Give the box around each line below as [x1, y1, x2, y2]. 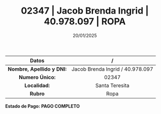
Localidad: [24, 82, 50, 89]
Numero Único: [19, 74, 56, 81]
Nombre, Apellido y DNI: [8, 66, 67, 73]
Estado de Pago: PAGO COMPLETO [5, 103, 80, 109]
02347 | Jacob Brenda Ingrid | [21, 5, 149, 17]
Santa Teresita [95, 82, 130, 89]
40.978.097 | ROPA [43, 16, 126, 27]
